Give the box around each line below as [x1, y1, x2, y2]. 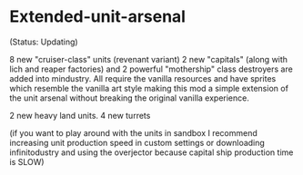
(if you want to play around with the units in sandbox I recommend [9, 127, 258, 138]
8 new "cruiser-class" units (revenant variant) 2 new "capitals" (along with [9, 53, 288, 64]
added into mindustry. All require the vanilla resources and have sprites [9, 73, 277, 83]
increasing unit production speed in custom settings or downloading [9, 137, 266, 148]
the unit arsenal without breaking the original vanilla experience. [9, 92, 250, 103]
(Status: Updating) [9, 36, 79, 47]
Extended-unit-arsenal [9, 6, 187, 27]
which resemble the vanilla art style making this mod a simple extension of [9, 83, 289, 93]
